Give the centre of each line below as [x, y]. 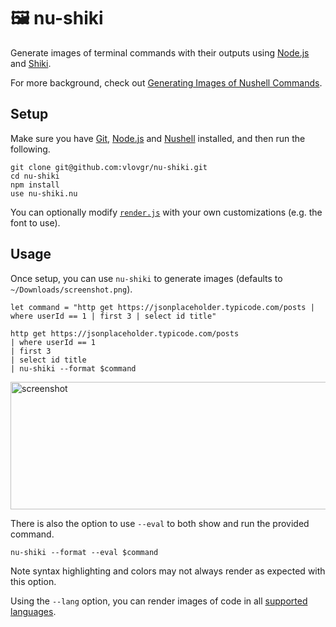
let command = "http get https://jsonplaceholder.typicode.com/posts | [162, 307]
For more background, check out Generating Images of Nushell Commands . [166, 82]
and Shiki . [31, 63]
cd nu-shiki [35, 176]
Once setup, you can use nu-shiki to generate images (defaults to [146, 278]
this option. [33, 581]
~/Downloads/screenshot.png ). [71, 289]
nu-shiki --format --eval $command [84, 552]
